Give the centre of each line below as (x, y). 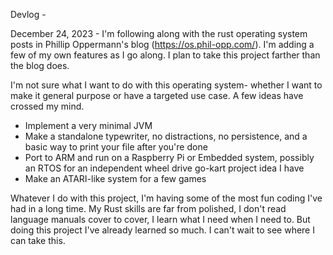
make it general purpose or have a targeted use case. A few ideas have (157, 95)
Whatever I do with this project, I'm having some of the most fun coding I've (166, 198)
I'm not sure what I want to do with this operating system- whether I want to (166, 85)
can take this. (38, 240)
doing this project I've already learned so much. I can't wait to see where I (162, 230)
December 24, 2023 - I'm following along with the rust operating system (159, 33)
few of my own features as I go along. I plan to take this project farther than (165, 55)
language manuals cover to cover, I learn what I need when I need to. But (160, 219)
